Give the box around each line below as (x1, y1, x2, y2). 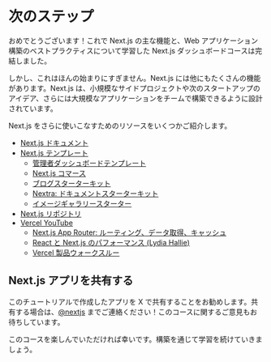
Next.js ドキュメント (19, 138, 89, 147)
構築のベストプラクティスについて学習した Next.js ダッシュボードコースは (8, 45, 256, 55)
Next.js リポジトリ (19, 208, 82, 219)
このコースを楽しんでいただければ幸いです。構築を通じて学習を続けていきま (8, 334, 263, 344)
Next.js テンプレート (19, 147, 89, 158)
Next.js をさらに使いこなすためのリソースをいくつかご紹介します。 (8, 121, 232, 130)
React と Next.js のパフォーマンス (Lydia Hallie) (32, 237, 191, 247)
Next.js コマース (32, 168, 87, 178)
